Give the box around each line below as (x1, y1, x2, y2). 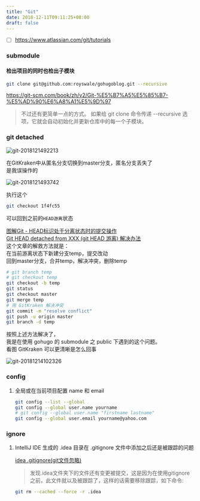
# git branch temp (6, 269, 52, 275)
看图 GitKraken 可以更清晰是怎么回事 (6, 345, 97, 353)
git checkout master (6, 292, 58, 297)
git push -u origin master (6, 314, 74, 320)
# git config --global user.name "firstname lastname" (14, 410, 155, 416)
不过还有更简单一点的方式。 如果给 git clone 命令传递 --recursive (20, 110, 181, 117)
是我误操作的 (6, 166, 38, 174)
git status (6, 286, 34, 292)
